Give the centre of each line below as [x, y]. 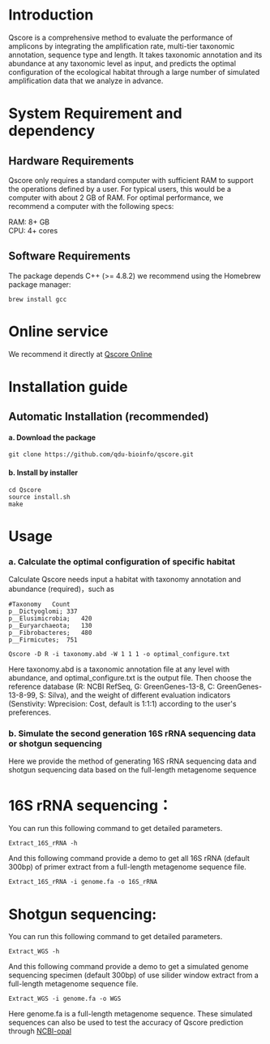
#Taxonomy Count [39, 605]
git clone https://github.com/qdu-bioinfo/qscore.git [101, 455]
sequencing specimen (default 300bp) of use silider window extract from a [134, 975]
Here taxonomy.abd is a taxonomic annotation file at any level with [119, 669]
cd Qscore [25, 489]
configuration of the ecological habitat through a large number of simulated [134, 72]
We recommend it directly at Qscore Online [80, 354]
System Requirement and [95, 113]
